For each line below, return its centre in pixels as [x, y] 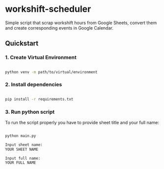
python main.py [21, 136]
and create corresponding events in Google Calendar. [59, 28]
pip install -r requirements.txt [39, 99]
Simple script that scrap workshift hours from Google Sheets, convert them [81, 23]
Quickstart [22, 44]
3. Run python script [30, 112]
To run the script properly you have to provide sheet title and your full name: [82, 122]
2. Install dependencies [34, 85]
